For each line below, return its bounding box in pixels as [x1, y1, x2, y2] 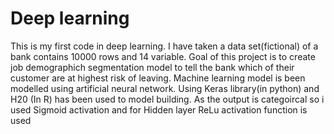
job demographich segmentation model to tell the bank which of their [10, 61, 295, 73]
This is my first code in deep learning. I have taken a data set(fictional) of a [10, 40, 319, 52]
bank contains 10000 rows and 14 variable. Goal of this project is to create [10, 50, 316, 62]
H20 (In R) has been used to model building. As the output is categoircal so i [10, 93, 325, 105]
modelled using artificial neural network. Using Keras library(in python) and [10, 82, 320, 94]
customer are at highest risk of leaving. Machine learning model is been [10, 72, 306, 84]
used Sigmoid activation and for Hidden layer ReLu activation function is [10, 103, 308, 116]
